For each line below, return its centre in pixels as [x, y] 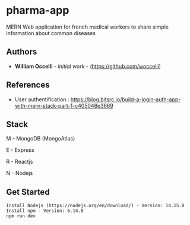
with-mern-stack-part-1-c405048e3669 [64, 105]
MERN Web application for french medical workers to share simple [88, 27]
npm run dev [21, 216]
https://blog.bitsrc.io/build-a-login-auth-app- [126, 99]
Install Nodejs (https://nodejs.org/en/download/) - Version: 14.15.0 [95, 206]
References [28, 85]
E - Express [20, 150]
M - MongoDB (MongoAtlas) [41, 139]
